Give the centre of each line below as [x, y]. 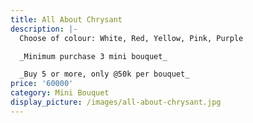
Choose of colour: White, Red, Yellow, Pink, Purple [131, 38]
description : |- [44, 29]
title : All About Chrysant [66, 19]
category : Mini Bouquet [60, 93]
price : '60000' [42, 84]
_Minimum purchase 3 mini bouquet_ [93, 56]
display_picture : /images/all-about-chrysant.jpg [116, 102]
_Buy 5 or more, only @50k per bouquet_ [104, 74]
